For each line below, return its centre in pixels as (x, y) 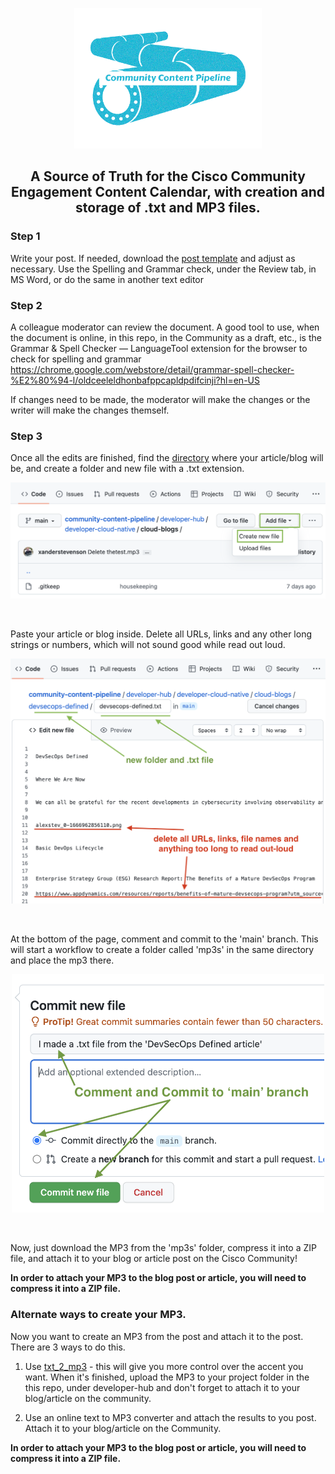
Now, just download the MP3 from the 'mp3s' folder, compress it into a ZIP (163, 1248)
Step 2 (26, 305)
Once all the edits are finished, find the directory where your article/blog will (167, 458)
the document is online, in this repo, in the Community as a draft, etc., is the (166, 337)
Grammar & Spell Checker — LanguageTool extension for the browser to (159, 348)
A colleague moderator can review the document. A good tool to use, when (165, 327)
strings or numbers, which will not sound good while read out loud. (148, 644)
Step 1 (25, 236)
